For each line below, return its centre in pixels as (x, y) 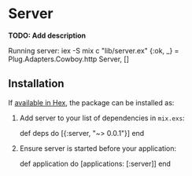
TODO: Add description (47, 35)
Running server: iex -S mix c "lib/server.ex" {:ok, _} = (94, 50)
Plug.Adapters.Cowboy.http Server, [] (69, 59)
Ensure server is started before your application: (98, 148)
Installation (36, 84)
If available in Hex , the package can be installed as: (91, 102)
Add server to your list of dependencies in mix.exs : (102, 118)
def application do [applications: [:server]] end (95, 163)
